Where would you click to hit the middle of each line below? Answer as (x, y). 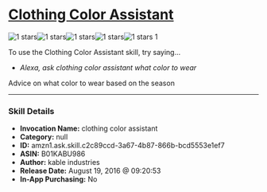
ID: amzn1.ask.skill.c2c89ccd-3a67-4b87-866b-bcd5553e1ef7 (122, 146)
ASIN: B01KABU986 (52, 154)
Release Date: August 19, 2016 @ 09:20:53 (90, 171)
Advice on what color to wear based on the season (91, 83)
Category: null (44, 137)
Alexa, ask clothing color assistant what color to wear (108, 67)
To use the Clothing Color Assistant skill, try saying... (95, 52)
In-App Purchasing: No (58, 179)
